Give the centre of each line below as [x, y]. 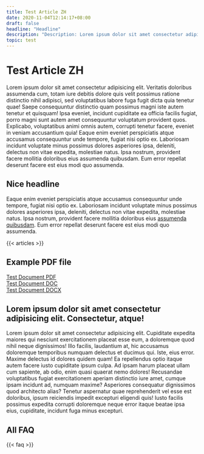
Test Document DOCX [34, 289]
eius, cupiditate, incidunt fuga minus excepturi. [65, 411]
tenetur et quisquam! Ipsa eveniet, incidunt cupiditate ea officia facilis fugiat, [102, 113]
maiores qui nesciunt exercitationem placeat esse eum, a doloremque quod [100, 339]
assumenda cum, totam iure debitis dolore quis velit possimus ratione [93, 94]
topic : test [21, 40]
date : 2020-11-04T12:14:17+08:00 [49, 18]
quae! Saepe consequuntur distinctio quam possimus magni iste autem [95, 107]
